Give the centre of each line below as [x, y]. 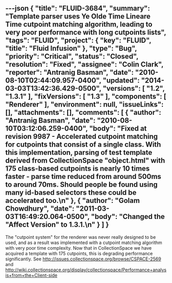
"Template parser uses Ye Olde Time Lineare [78, 17]
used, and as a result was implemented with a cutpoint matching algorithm [84, 242]
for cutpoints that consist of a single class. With [83, 145]
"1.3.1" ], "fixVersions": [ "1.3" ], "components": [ [86, 97]
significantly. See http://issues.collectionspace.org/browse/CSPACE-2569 [83, 259]
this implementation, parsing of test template [79, 153]
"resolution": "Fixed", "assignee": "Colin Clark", [84, 64]
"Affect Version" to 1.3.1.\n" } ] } [57, 225]
